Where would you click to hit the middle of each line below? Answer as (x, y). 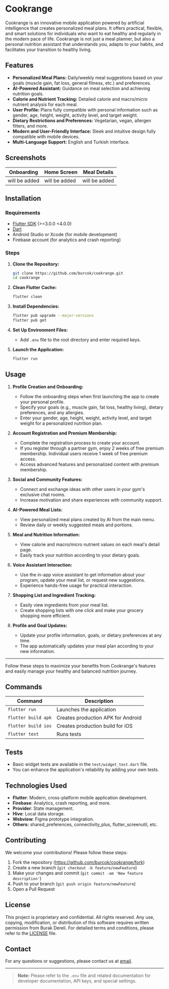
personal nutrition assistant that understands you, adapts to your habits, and (84, 44)
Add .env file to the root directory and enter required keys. (80, 340)
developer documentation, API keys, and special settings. (77, 981)
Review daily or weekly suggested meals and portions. (76, 525)
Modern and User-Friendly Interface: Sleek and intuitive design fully (84, 131)
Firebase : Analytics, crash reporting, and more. (62, 803)
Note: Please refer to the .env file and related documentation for (84, 976)
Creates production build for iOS (95, 726)
